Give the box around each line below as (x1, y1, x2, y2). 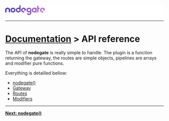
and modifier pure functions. (5, 60, 64, 66)
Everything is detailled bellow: (5, 70, 67, 76)
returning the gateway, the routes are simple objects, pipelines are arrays (5, 55, 157, 61)
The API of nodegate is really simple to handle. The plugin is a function (5, 50, 152, 56)
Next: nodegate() (5, 110, 42, 116)
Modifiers (12, 96, 33, 102)
